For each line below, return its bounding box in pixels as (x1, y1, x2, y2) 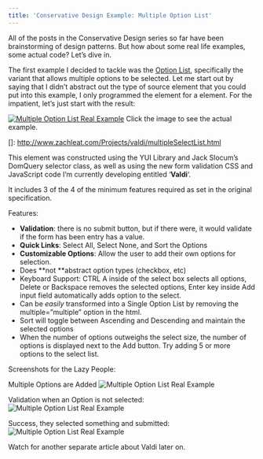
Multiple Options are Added (8, 379, 97, 389)
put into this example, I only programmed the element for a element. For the (8, 90, 253, 99)
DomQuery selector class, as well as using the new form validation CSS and (8, 161, 254, 170)
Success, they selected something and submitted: (8, 418, 170, 428)
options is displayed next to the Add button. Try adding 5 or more (19, 340, 231, 350)
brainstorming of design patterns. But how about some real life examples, (8, 41, 246, 51)
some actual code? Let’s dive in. (8, 50, 112, 59)
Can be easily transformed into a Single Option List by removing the (19, 298, 239, 308)
